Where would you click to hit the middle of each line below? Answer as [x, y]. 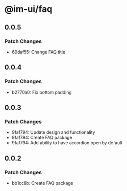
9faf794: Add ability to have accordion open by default [67, 143]
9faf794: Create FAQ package [42, 138]
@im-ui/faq [28, 9]
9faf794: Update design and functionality [53, 132]
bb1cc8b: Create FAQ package [42, 183]
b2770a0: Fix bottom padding [42, 92]
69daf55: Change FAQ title [38, 52]
